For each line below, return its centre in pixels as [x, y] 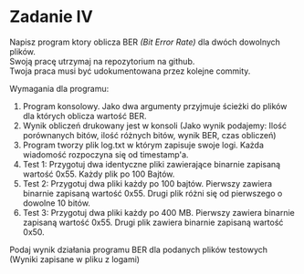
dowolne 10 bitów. [57, 203]
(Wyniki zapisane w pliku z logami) [74, 259]
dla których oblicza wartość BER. [85, 116]
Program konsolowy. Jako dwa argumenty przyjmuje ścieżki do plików [155, 106]
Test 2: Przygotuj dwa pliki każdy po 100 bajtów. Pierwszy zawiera [147, 183]
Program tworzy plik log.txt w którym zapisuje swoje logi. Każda [143, 145]
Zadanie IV [51, 17]
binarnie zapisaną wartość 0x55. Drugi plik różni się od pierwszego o [152, 193]
